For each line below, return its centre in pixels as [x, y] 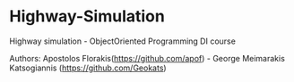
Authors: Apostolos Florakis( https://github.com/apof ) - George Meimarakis [147, 58]
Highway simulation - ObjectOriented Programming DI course [122, 41]
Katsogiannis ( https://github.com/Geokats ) [88, 68]
